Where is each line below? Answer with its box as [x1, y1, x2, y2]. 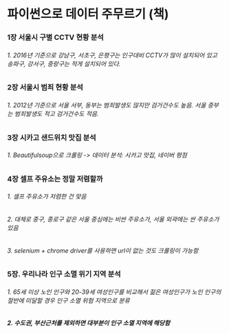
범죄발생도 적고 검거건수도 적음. [14, 109, 99, 118]
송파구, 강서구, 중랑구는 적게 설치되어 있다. [7, 59, 121, 67]
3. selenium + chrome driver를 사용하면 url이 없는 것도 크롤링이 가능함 [7, 246, 199, 255]
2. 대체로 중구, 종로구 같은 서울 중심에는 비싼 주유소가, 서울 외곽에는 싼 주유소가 [7, 215, 219, 223]
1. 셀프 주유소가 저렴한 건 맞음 [7, 192, 87, 200]
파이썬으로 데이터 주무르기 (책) [7, 6, 169, 22]
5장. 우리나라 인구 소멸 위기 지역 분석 [7, 269, 122, 279]
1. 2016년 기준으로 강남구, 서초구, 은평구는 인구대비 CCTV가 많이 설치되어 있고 [7, 51, 218, 59]
